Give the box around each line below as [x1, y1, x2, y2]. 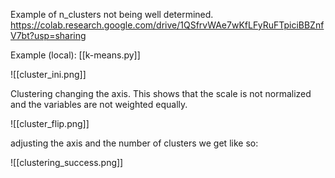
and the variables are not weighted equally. [10, 99, 188, 110]
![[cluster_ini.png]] [10, 69, 87, 80]
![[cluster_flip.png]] [10, 118, 90, 129]
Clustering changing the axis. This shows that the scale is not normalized [10, 88, 312, 99]
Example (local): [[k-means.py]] [10, 49, 141, 61]
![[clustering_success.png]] [10, 157, 124, 168]
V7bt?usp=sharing [10, 30, 87, 41]
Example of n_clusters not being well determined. [10, 9, 214, 20]
